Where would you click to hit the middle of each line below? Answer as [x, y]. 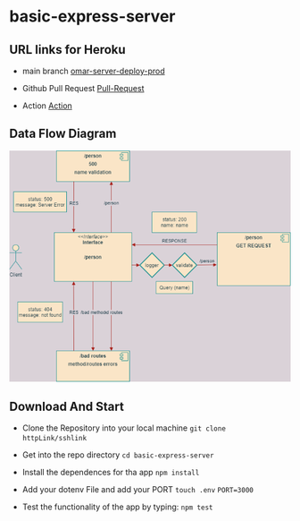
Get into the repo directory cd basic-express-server [118, 455]
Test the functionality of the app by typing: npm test [117, 507]
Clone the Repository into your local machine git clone [124, 428]
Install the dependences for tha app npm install [111, 473]
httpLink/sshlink [54, 439]
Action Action [47, 106]
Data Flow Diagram [63, 134]
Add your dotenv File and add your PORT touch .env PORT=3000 [138, 490]
